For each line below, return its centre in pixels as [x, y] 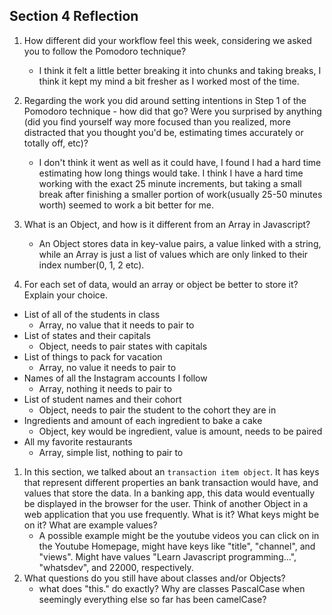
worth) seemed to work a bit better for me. [126, 205]
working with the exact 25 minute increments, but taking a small [170, 183]
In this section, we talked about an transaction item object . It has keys [171, 471]
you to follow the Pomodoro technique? [105, 51]
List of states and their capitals [87, 335]
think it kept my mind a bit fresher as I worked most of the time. [169, 81]
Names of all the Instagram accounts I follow [115, 378]
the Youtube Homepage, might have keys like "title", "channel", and [177, 546]
